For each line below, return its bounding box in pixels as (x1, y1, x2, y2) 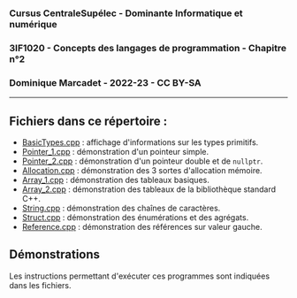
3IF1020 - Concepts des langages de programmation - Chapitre (9, 42, 287, 54)
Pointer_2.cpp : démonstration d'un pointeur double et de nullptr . (21, 156, 263, 166)
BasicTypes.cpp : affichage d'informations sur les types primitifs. (21, 136, 259, 148)
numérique (9, 18, 57, 30)
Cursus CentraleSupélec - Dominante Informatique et (9, 7, 243, 19)
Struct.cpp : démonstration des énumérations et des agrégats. (21, 211, 249, 223)
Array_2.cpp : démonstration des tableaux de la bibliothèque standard (21, 184, 277, 195)
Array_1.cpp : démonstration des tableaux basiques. (21, 174, 209, 185)
